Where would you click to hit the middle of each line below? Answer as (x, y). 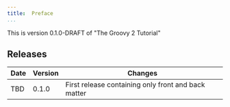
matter (76, 93)
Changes (142, 74)
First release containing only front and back (135, 85)
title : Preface (30, 13)
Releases (27, 54)
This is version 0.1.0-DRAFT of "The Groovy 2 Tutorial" (84, 33)
